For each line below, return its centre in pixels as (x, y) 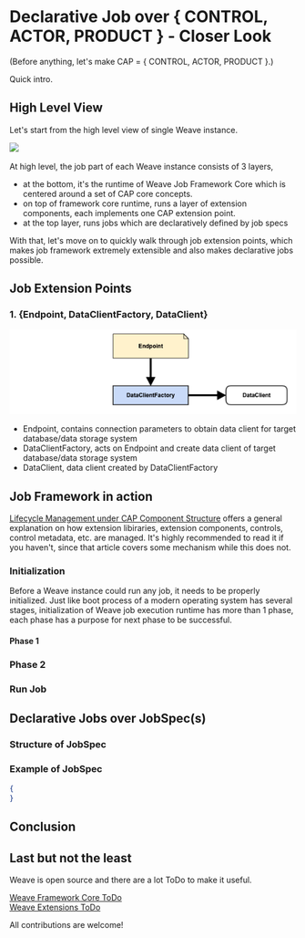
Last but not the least (71, 858)
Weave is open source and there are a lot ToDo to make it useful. (131, 880)
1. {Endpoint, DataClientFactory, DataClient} (109, 315)
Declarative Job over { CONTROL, (139, 17)
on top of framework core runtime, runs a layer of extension (135, 203)
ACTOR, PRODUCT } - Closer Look (140, 36)
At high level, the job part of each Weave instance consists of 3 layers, (142, 166)
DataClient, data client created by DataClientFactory (120, 468)
